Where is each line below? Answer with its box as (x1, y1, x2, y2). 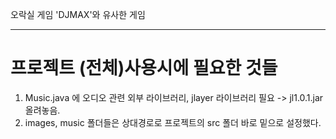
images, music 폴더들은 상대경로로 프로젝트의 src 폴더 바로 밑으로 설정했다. (24, 116, 322, 128)
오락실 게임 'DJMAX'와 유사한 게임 (10, 9, 146, 20)
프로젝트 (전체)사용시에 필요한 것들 (10, 57, 278, 80)
